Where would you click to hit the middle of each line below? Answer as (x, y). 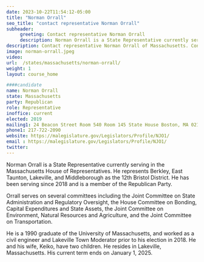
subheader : (20, 29)
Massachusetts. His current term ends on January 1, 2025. (80, 252)
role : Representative (34, 108)
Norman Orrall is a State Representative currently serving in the (86, 164)
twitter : (17, 147)
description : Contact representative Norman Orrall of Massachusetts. (97, 46)
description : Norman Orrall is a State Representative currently (104, 40)
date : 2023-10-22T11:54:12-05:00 (49, 12)
